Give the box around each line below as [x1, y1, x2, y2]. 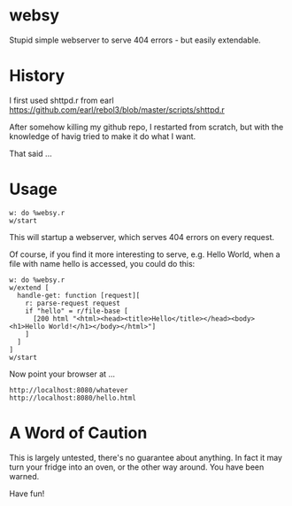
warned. [9, 471, 40, 481]
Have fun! [9, 488, 45, 499]
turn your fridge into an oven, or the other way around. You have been [9, 462, 265, 472]
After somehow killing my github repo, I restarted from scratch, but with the [9, 121, 284, 132]
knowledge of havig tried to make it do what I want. [9, 130, 196, 142]
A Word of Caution [9, 423, 148, 443]
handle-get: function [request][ [17, 291, 141, 300]
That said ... [9, 148, 52, 159]
